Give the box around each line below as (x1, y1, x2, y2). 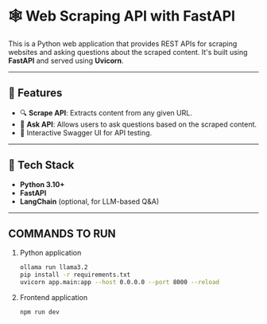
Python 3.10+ (19, 179, 65, 189)
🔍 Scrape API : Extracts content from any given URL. (19, 107, 192, 117)
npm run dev (19, 308, 60, 316)
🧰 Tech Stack (8, 158, 75, 172)
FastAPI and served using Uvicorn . (8, 56, 125, 65)
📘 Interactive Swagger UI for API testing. (19, 127, 153, 137)
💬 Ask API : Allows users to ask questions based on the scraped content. (19, 119, 257, 129)
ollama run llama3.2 (19, 263, 88, 271)
